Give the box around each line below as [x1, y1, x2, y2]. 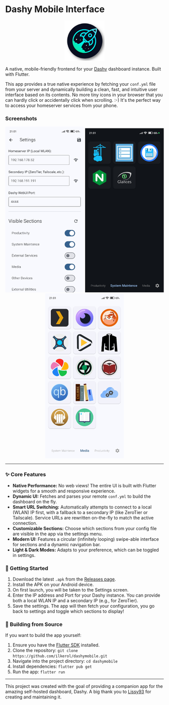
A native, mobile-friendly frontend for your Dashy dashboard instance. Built [5, 66, 161, 72]
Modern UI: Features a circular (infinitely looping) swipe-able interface [12, 536, 159, 542]
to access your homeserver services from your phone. [5, 102, 118, 108]
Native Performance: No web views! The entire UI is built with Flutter [12, 482, 156, 488]
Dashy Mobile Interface [5, 4, 105, 15]
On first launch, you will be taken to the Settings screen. [12, 587, 129, 593]
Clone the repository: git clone [12, 648, 78, 654]
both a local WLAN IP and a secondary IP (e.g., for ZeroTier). [12, 598, 138, 604]
